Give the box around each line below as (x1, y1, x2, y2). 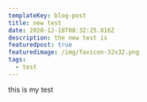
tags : (8, 56, 26, 64)
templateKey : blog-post (8, 11, 87, 20)
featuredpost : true (8, 41, 73, 49)
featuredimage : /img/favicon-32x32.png (8, 48, 140, 56)
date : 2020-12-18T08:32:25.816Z (8, 26, 115, 34)
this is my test (8, 85, 54, 94)
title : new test (8, 19, 62, 27)
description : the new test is (8, 33, 108, 42)
